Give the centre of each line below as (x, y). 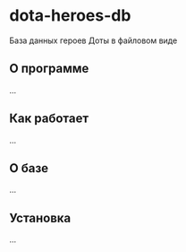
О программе (49, 69)
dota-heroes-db (70, 16)
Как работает (49, 119)
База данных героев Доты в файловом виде (93, 40)
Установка (40, 217)
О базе (29, 168)
